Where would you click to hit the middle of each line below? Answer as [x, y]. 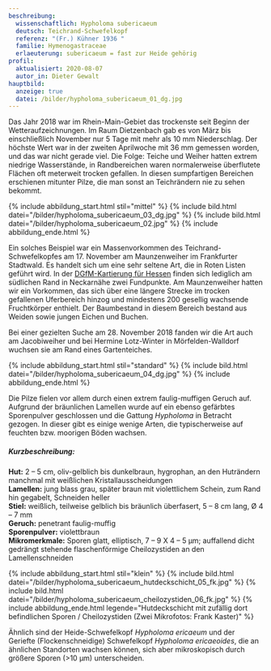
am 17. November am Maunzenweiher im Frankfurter [150, 257]
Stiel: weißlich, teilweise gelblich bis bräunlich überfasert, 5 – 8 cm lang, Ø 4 [136, 506]
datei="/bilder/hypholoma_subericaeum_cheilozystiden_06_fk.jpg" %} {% [131, 600]
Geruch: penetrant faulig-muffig [62, 524]
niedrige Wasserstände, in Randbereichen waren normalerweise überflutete [134, 165]
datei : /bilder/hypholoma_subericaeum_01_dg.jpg [99, 99]
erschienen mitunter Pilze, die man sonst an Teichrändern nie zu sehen [127, 182]
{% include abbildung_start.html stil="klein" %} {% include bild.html [121, 574]
